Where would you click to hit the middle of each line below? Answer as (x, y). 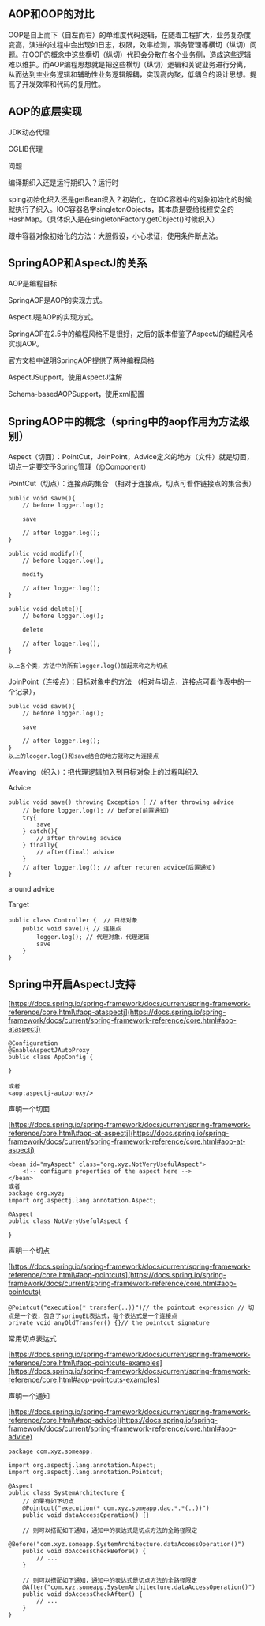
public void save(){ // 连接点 (72, 929)
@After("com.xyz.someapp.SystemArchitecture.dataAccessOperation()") (139, 1587)
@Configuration (33, 1043)
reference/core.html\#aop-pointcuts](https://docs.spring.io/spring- (117, 1275)
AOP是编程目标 (33, 284)
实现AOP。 (26, 344)
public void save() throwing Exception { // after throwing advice (121, 802)
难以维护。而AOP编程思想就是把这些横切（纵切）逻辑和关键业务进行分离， (129, 64)
